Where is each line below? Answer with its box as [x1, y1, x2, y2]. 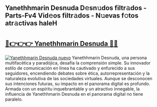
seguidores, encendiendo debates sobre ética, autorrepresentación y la [5, 70, 150, 76]
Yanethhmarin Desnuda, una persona [72, 55, 147, 61]
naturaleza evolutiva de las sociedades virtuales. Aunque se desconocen [5, 76, 153, 81]
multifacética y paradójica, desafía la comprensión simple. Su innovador [5, 60, 151, 65]
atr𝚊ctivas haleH [5, 19, 57, 27]
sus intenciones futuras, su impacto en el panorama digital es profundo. [5, 81, 151, 86]
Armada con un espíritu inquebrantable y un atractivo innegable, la [5, 86, 140, 92]
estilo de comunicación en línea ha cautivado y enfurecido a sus [5, 65, 135, 71]
